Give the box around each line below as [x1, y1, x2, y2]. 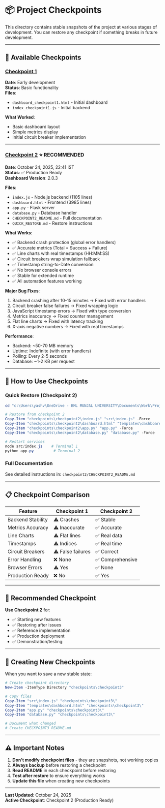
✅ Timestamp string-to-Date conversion [12, 261, 94, 267]
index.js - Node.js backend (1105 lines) [12, 194, 92, 200]
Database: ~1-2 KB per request [12, 358, 75, 364]
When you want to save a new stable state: [5, 671, 92, 677]
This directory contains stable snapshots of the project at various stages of [5, 24, 157, 30]
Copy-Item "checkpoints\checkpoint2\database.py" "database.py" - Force [5, 430, 155, 435]
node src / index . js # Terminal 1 [5, 444, 78, 449]
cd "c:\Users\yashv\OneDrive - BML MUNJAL [5, 403, 93, 408]
